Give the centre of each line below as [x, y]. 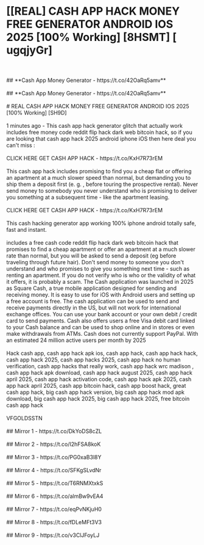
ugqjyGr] [30, 50]
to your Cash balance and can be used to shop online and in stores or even [100, 327]
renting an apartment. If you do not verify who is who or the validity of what [101, 275]
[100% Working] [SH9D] [37, 113]
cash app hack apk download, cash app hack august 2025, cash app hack [100, 373]
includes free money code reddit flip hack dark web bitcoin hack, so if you [100, 132]
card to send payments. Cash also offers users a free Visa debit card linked [101, 321]
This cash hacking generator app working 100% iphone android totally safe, [101, 223]
